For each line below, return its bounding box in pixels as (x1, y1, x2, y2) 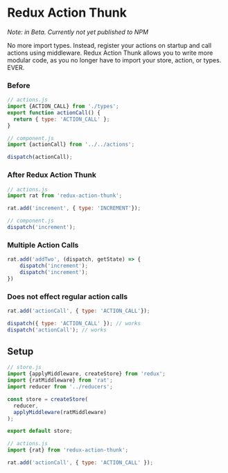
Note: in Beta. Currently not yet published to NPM (7, 28, 149, 36)
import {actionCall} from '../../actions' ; (7, 141, 135, 148)
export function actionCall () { (7, 109, 100, 116)
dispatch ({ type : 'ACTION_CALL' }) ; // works (7, 320, 141, 327)
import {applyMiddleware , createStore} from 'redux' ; (7, 370, 166, 377)
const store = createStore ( (7, 395, 89, 403)
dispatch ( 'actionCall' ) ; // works (7, 326, 107, 334)
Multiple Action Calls (7, 240, 79, 250)
